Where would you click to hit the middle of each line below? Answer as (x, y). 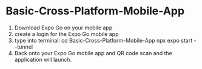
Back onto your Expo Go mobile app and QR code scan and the (93, 53)
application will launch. (43, 59)
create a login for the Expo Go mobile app (66, 34)
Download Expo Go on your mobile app (63, 28)
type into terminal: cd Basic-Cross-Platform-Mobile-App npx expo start (103, 40)
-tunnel (24, 47)
